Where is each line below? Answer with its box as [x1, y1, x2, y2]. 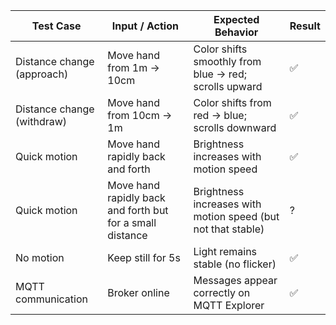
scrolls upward [193, 80, 263, 93]
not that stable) [193, 222, 265, 236]
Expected [213, 13, 260, 26]
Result [289, 19, 321, 33]
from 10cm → [107, 109, 173, 122]
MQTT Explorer [193, 299, 265, 312]
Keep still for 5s [107, 251, 181, 264]
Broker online [107, 286, 170, 299]
